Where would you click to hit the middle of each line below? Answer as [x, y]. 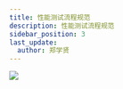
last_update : [33, 42]
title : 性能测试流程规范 [50, 17]
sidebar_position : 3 [48, 34]
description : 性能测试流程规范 [62, 26]
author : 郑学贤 [43, 51]
